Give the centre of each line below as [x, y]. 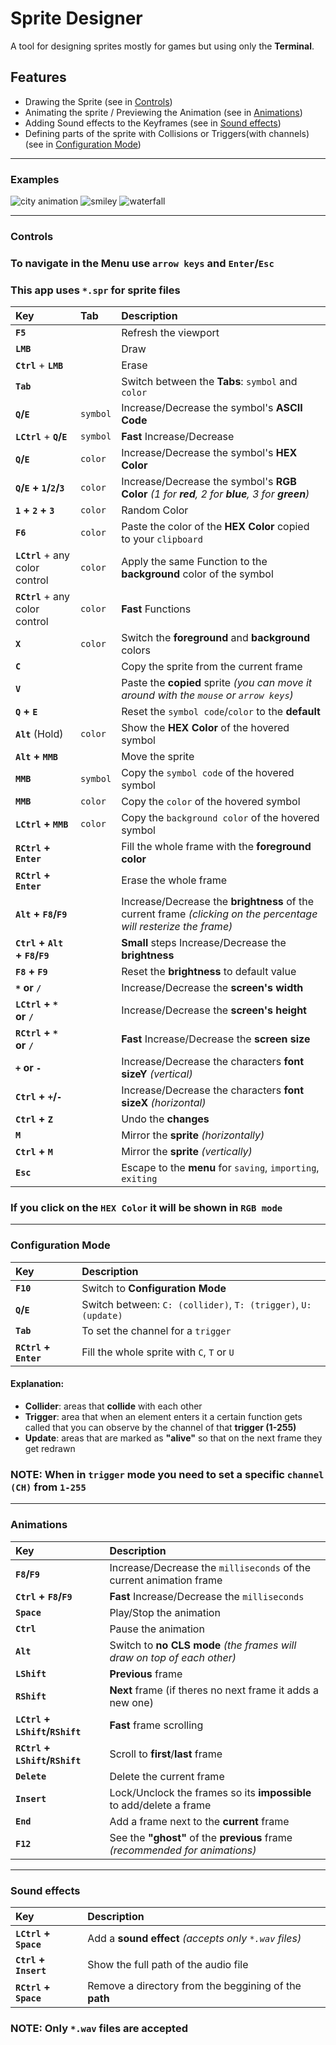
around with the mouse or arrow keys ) [207, 695]
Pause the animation [157, 1629]
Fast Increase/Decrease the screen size [216, 1039]
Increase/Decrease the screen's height [214, 1010]
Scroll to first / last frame [166, 1754]
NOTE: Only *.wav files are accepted [99, 2028]
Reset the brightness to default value [209, 972]
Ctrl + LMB [39, 365]
